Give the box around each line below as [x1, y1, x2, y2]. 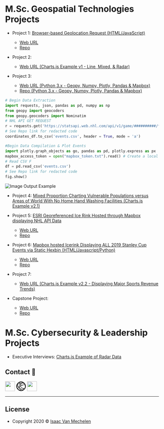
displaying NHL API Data [12, 218, 62, 224]
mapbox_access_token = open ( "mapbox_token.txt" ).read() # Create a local [5, 154, 159, 158]
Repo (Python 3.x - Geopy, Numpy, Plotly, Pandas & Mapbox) [19, 88, 143, 93]
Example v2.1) [12, 203, 41, 209]
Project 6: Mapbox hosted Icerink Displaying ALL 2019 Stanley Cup [12, 242, 147, 248]
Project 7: [12, 271, 32, 277]
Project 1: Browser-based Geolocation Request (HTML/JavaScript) [12, 30, 145, 36]
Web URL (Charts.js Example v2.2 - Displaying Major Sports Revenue [19, 281, 159, 287]
